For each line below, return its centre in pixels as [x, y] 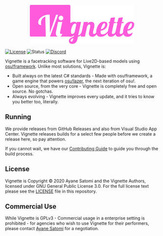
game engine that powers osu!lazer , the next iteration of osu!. [74, 81]
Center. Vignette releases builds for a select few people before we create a [80, 134]
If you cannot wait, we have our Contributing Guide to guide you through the [82, 148]
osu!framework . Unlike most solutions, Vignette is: [56, 66]
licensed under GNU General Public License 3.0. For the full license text [77, 186]
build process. [20, 154]
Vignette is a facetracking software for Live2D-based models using [72, 61]
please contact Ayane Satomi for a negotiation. [52, 229]
